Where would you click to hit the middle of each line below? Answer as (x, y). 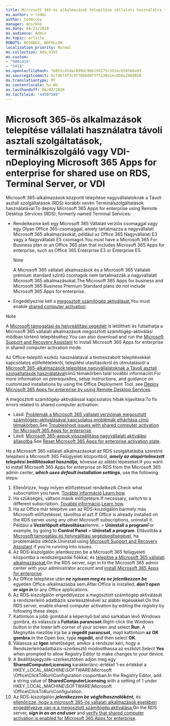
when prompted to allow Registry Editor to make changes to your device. (89, 654)
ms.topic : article (25, 38)
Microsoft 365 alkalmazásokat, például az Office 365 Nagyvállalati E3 (85, 234)
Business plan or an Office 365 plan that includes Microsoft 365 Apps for (89, 245)
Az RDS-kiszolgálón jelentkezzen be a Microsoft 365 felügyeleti (79, 552)
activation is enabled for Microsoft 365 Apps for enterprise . (75, 718)
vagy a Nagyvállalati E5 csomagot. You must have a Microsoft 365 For (85, 240)
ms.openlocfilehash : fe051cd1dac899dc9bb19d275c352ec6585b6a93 (74, 71)
